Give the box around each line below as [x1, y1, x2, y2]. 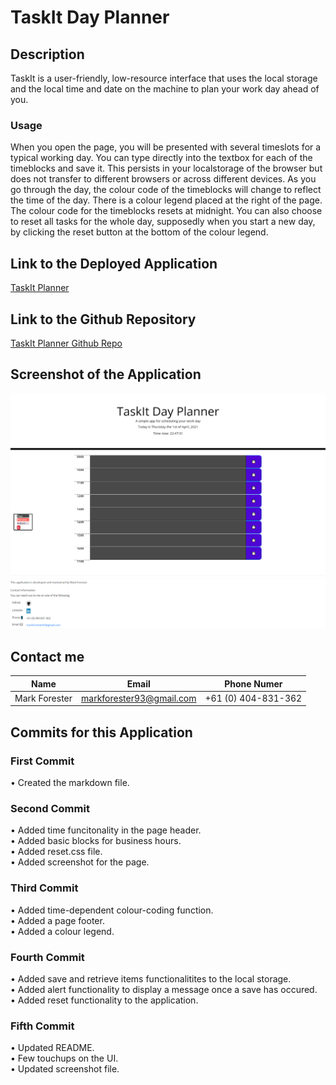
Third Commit [10, 881, 79, 895]
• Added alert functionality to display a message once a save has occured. [10, 983, 318, 995]
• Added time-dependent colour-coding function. [10, 904, 214, 916]
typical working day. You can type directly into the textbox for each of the [10, 152, 313, 164]
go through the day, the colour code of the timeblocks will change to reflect [10, 184, 322, 196]
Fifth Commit [10, 1019, 75, 1033]
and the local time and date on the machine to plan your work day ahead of [10, 83, 320, 95]
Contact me [10, 648, 85, 665]
